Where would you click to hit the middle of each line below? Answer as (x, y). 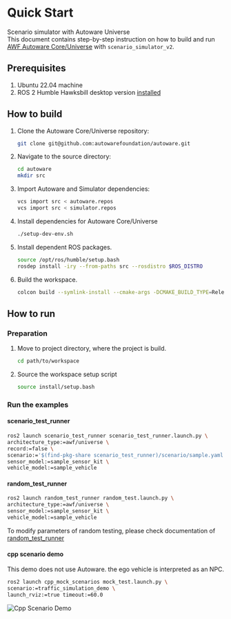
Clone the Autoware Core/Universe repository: (83, 131)
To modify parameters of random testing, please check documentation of (111, 530)
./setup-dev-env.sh (45, 234)
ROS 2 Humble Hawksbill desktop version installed (89, 92)
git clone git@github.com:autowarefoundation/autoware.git (104, 143)
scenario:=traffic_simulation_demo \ (61, 589)
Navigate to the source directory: (64, 156)
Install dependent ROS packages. (64, 247)
